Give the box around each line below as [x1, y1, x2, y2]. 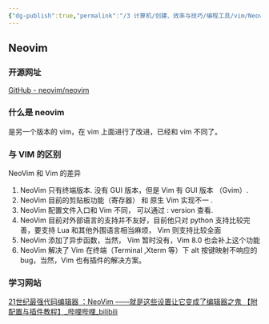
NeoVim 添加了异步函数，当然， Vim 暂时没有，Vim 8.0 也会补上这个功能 [19, 235, 260, 245]
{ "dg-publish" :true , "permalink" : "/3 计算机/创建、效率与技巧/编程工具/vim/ [8, 11, 249, 20]
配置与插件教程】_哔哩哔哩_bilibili [8, 307, 118, 317]
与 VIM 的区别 [8, 149, 62, 160]
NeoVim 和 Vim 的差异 [8, 168, 82, 178]
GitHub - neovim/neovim [8, 86, 90, 95]
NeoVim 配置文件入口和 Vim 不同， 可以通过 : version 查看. [19, 205, 214, 214]
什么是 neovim [8, 107, 65, 118]
